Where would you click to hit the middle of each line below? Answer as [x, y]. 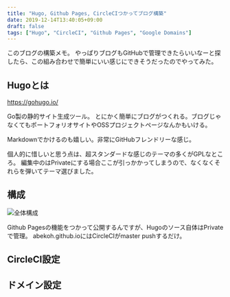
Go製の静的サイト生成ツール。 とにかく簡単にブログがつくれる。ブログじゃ [114, 117]
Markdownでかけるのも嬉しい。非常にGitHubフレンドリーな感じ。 [101, 140]
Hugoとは [28, 85]
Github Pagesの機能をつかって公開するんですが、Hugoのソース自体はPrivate [115, 227]
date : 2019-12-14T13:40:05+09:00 [55, 20]
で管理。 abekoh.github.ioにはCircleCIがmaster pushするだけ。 [96, 236]
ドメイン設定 [34, 285]
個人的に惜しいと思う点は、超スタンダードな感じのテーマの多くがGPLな [109, 154]
